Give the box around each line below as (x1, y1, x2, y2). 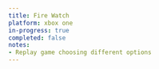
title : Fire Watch (8, 11, 70, 20)
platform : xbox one (8, 19, 74, 27)
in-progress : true (8, 26, 70, 34)
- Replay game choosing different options (8, 48, 152, 56)
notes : (8, 41, 30, 49)
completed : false (8, 33, 66, 42)
